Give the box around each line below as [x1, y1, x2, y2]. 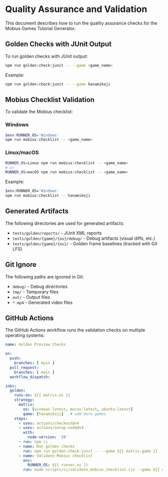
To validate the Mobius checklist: [5, 109, 73, 115]
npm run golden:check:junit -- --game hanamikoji [5, 82, 111, 87]
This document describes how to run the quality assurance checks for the [5, 20, 157, 26]
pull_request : [9, 365, 39, 370]
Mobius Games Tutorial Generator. [5, 25, 76, 31]
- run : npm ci [18, 439, 48, 444]
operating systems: [5, 332, 45, 338]
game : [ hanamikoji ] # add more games [23, 411, 106, 416]
